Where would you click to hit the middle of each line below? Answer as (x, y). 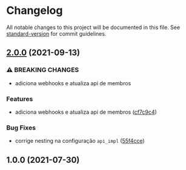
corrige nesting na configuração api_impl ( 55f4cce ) (80, 141)
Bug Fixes (21, 128)
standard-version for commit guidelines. (56, 33)
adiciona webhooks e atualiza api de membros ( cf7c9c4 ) (86, 112)
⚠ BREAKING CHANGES (43, 70)
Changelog (35, 11)
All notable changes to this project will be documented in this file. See (93, 27)
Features (20, 99)
